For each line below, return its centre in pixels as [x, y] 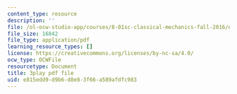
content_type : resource [42, 14]
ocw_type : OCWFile [34, 60]
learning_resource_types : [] [50, 47]
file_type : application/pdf [49, 40]
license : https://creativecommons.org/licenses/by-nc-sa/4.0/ [101, 54]
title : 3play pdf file [41, 73]
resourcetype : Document [42, 66]
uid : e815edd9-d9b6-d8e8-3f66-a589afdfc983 [72, 80]
